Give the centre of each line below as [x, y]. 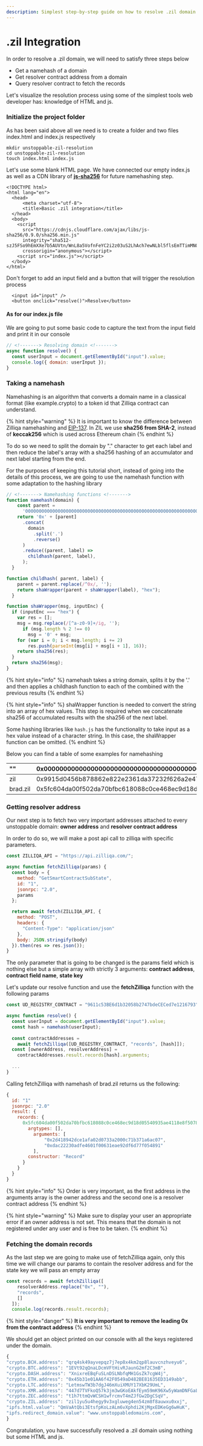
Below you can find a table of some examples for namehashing [85, 754]
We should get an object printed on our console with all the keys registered [100, 1339]
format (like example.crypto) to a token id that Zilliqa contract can [88, 403]
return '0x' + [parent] [47, 517]
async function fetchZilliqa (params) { [56, 867]
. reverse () [47, 539]
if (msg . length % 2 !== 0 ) [56, 629]
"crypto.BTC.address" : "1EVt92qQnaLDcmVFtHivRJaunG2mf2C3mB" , [86, 1368]
